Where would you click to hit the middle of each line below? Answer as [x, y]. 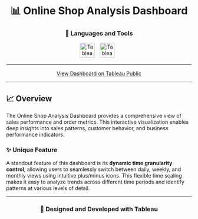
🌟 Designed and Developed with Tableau [99, 209]
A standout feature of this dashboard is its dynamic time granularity [89, 163]
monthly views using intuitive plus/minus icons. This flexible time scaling [94, 175]
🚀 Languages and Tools [99, 34]
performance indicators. [35, 135]
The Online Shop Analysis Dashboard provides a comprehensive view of [94, 116]
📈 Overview [29, 99]
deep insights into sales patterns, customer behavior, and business [88, 128]
